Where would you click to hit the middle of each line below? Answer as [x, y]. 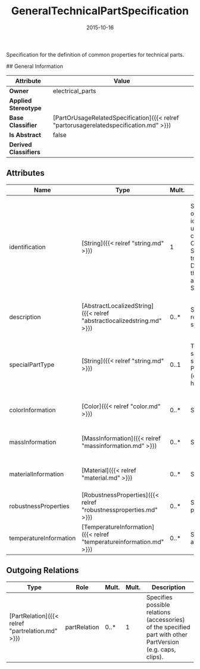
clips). [155, 656]
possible [158, 605]
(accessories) [166, 620]
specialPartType [32, 365]
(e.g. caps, [161, 649]
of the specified [168, 627]
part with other [167, 634]
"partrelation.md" [33, 631]
